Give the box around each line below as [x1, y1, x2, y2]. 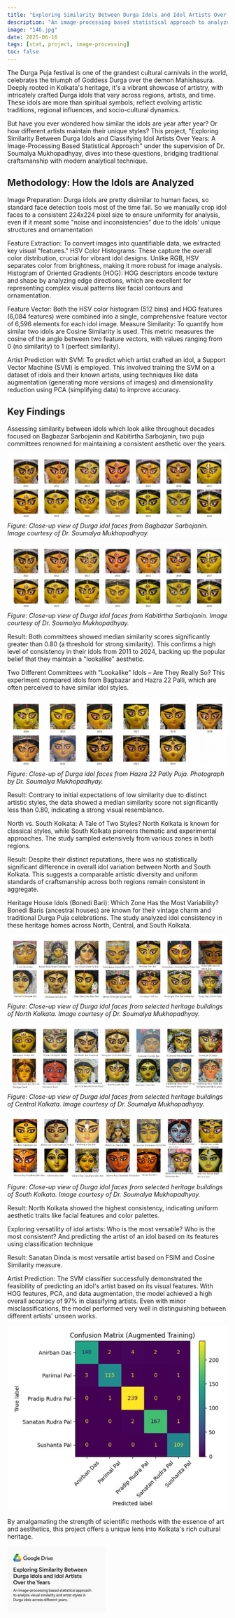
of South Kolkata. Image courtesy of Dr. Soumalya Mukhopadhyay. [7, 1190, 201, 1199]
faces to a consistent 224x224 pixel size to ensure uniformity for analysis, [7, 210, 220, 219]
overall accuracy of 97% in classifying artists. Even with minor [7, 1297, 187, 1305]
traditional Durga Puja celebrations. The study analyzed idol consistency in [7, 913, 222, 922]
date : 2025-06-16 [7, 34, 58, 41]
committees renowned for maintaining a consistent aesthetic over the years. [7, 439, 227, 448]
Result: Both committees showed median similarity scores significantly [7, 632, 211, 641]
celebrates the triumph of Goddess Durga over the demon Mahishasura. [7, 76, 215, 84]
